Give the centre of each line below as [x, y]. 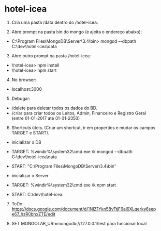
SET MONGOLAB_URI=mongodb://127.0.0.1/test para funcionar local [79, 223]
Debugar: [21, 99]
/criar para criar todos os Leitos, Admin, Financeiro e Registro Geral [79, 113]
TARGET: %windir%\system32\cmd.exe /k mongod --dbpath [72, 151]
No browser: [24, 80]
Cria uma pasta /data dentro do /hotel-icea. [55, 22]
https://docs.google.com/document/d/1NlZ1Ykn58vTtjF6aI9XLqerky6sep [84, 209]
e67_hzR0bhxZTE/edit [33, 214]
